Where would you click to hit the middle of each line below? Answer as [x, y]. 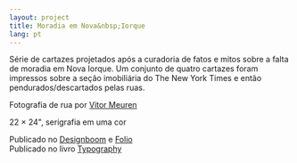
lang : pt [25, 34]
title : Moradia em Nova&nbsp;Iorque [77, 26]
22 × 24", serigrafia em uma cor [68, 122]
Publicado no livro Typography [66, 149]
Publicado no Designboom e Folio [71, 140]
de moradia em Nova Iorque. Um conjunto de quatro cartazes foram [134, 69]
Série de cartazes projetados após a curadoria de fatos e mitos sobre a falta [149, 60]
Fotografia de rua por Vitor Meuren [73, 105]
